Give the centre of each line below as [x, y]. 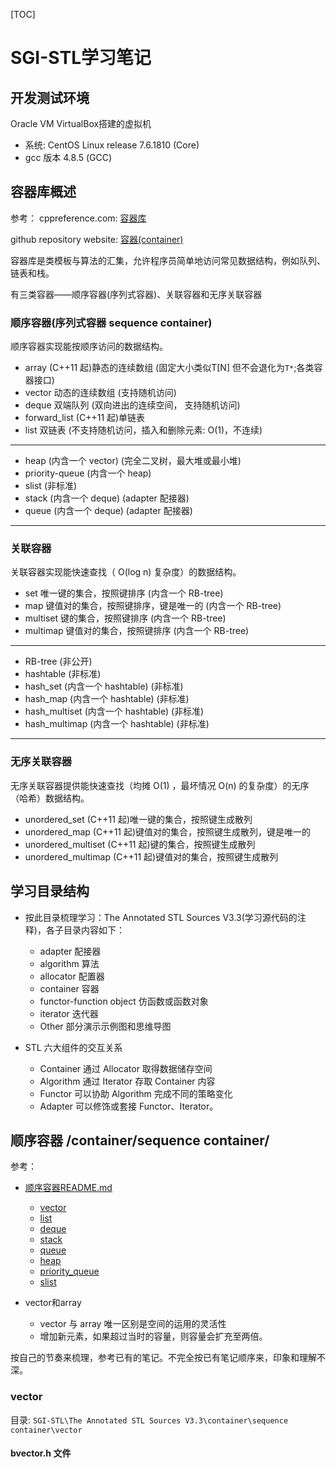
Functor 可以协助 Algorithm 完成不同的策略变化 [136, 1093]
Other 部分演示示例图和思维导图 [105, 1026]
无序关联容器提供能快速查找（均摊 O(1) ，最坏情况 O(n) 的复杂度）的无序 [160, 785]
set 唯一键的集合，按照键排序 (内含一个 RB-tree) [124, 593]
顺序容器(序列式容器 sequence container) [111, 322]
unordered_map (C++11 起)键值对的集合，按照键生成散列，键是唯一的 [168, 831]
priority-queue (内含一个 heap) [88, 473]
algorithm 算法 [69, 963]
